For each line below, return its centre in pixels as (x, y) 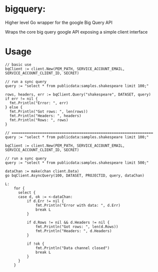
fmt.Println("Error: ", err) (39, 103)
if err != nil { (21, 98)
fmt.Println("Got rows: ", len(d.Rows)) (77, 227)
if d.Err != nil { (45, 201)
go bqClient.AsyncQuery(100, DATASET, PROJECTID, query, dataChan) (75, 175)
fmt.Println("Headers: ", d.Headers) (74, 231)
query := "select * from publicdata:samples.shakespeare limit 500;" (77, 163)
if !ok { (35, 244)
